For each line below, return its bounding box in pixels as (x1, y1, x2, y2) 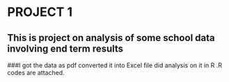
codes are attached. (7, 69, 65, 76)
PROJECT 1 (7, 4, 73, 20)
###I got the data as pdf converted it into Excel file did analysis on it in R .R (7, 61, 223, 69)
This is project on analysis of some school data (7, 32, 215, 44)
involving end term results (7, 42, 124, 54)
